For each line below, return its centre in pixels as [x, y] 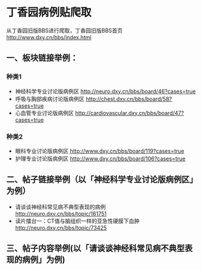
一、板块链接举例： [42, 58]
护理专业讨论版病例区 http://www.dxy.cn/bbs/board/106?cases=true [100, 158]
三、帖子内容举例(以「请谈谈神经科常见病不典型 [96, 248]
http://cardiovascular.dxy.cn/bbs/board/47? [130, 112]
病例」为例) [44, 260]
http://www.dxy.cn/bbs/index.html [49, 37]
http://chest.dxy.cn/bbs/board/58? [129, 99]
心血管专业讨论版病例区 [44, 112]
